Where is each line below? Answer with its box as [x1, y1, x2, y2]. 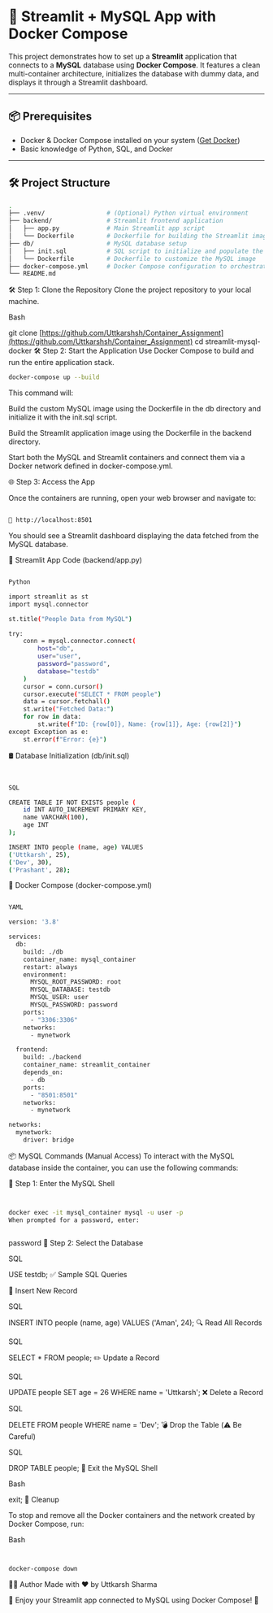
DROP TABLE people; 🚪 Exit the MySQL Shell [8, 1463, 158, 1472]
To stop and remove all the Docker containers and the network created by [8, 1510, 256, 1520]
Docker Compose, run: [8, 1519, 84, 1528]
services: [8, 933, 42, 941]
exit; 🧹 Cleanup [8, 1494, 59, 1504]
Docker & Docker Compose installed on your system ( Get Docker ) [19, 135, 240, 145]
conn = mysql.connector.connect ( [23, 637, 136, 646]
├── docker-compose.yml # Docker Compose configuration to [8, 262, 227, 271]
